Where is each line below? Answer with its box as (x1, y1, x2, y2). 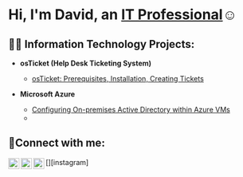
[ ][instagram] (45, 157, 89, 167)
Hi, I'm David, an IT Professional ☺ (8, 6, 237, 24)
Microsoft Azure (19, 89, 76, 99)
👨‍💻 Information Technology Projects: (8, 37, 195, 51)
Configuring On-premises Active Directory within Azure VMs (31, 105, 231, 114)
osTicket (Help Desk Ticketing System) (19, 58, 152, 68)
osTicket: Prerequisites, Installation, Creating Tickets (31, 74, 205, 83)
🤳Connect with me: (8, 136, 105, 150)
